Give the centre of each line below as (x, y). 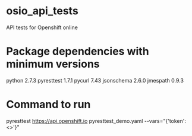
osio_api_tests (42, 11)
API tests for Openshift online (42, 27)
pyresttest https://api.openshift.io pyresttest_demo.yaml (75, 121)
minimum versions (53, 64)
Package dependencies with (78, 51)
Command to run (48, 105)
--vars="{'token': (165, 121)
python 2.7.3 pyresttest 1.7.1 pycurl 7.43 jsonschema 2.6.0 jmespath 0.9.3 (95, 80)
